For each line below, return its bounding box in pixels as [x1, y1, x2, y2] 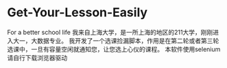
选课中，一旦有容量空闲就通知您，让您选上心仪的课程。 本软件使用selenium [7, 45, 221, 53]
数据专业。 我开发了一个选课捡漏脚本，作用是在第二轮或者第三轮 [36, 36, 219, 45]
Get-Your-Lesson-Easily [7, 5, 148, 20]
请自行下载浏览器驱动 [7, 53, 67, 62]
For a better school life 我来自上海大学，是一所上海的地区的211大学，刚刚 [7, 28, 213, 36]
